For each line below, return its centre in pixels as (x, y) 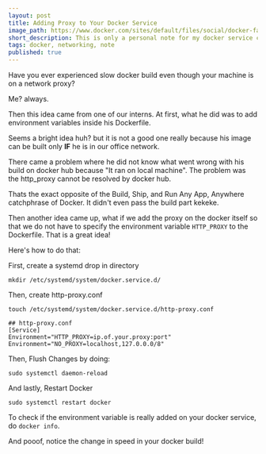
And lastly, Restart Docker (51, 388)
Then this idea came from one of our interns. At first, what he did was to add (133, 114)
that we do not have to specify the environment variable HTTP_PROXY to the (128, 226)
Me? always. (28, 99)
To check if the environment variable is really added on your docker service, (133, 417)
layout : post (30, 15)
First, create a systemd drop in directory (74, 265)
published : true (35, 52)
